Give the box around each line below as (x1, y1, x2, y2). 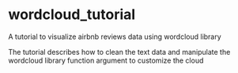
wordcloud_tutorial (8, 6, 136, 24)
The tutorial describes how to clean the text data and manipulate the (8, 47, 231, 56)
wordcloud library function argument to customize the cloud (8, 56, 204, 65)
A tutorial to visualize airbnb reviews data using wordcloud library (8, 32, 221, 41)
